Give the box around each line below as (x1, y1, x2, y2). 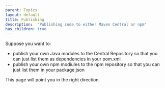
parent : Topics (5, 7, 38, 13)
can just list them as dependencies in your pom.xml (12, 56, 121, 62)
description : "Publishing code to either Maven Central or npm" (5, 21, 147, 27)
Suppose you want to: (5, 40, 51, 47)
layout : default (5, 12, 40, 17)
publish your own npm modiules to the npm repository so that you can (12, 61, 160, 68)
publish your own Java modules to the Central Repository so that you (12, 51, 158, 57)
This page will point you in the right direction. (5, 77, 100, 83)
